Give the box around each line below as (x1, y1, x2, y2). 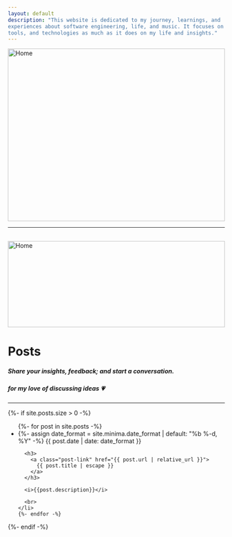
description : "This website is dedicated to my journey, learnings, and (8, 17, 221, 23)
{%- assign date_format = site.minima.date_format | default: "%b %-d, (17, 429, 218, 438)
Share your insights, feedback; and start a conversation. (8, 367, 175, 375)
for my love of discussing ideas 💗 (8, 384, 105, 393)
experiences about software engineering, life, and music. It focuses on (8, 23, 224, 30)
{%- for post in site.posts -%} (17, 422, 103, 430)
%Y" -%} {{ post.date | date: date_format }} (17, 436, 142, 445)
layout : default (8, 10, 54, 17)
